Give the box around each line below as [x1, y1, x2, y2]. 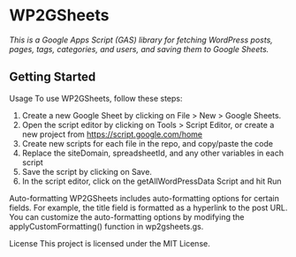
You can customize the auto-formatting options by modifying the [9, 211, 245, 222]
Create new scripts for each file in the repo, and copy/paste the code [21, 138, 274, 148]
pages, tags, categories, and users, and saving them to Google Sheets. [9, 43, 269, 54]
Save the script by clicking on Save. [21, 166, 153, 177]
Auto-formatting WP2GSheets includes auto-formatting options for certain [9, 193, 280, 203]
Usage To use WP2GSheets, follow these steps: [9, 93, 183, 103]
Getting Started [9, 70, 96, 85]
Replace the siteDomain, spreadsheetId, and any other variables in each [21, 147, 285, 158]
